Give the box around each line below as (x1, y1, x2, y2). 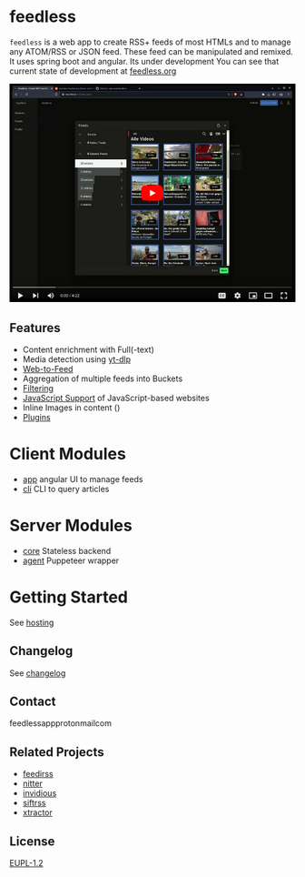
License (9, 833, 55, 849)
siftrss (22, 798, 46, 809)
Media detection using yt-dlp (22, 353, 132, 365)
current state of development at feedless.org (9, 66, 177, 76)
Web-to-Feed (22, 363, 74, 374)
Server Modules (9, 516, 133, 536)
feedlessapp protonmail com (9, 718, 112, 729)
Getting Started (9, 587, 129, 608)
